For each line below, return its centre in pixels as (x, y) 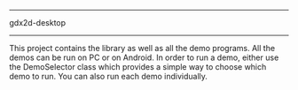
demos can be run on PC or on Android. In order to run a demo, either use (144, 57)
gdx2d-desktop (38, 22)
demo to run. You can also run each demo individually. (109, 76)
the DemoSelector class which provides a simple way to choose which (138, 67)
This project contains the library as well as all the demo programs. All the (142, 48)
